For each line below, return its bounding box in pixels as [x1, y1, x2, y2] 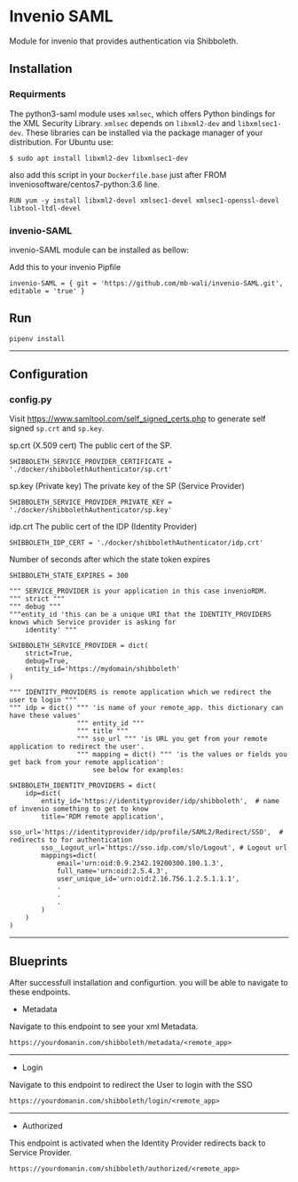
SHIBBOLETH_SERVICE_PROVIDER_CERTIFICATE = [9, 458, 173, 467]
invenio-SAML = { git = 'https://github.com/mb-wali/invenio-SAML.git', [9, 278, 284, 288]
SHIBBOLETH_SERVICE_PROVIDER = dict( [9, 642, 149, 651]
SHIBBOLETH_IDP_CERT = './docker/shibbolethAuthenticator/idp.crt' [9, 539, 264, 547]
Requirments [9, 88, 67, 100]
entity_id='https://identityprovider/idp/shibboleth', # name [41, 797, 279, 806]
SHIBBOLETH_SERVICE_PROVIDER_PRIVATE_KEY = [9, 498, 173, 507]
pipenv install [9, 334, 66, 343]
